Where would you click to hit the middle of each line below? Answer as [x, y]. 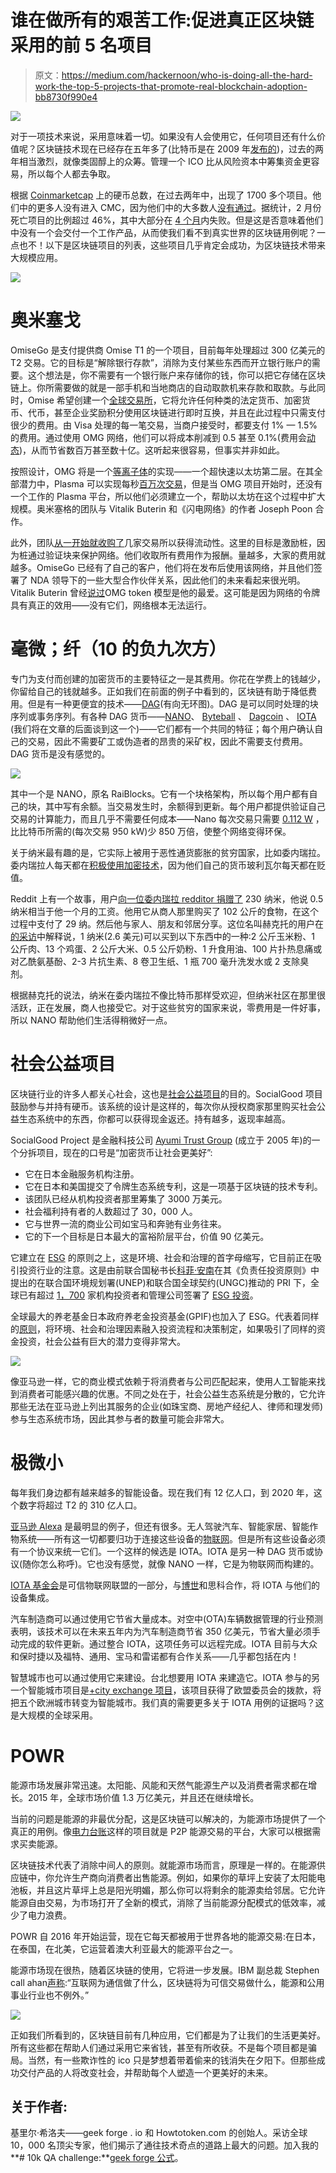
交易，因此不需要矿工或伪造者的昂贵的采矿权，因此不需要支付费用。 [167, 741]
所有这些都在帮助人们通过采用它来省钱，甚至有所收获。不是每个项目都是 [159, 2047]
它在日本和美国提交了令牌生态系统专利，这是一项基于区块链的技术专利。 [173, 1186]
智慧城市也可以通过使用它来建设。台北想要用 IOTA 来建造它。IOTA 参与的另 [165, 1677]
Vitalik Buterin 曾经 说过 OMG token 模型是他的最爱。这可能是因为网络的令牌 [165, 592]
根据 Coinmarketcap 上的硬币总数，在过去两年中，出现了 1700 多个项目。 [161, 195]
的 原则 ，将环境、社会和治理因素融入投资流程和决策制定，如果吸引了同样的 [163, 1328]
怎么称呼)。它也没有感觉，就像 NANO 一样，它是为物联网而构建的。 [179, 1563]
